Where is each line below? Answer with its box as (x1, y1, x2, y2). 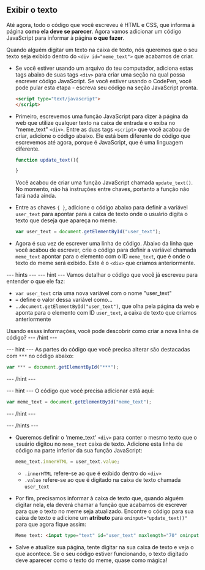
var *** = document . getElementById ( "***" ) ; (6, 364, 119, 370)
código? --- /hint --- (6, 334, 58, 342)
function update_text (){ (15, 157, 79, 163)
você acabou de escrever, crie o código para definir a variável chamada (15, 246, 197, 253)
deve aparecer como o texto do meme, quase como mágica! (15, 557, 168, 564)
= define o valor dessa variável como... (15, 296, 113, 304)
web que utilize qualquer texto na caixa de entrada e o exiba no (15, 119, 176, 126)
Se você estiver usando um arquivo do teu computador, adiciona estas (15, 64, 193, 72)
